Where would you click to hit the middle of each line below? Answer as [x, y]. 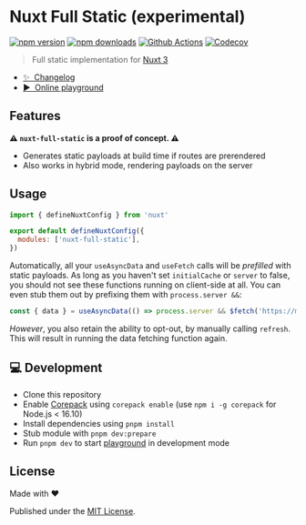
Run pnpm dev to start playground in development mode [126, 442]
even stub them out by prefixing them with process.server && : [126, 295]
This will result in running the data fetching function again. [118, 338]
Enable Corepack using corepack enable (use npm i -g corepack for [149, 404]
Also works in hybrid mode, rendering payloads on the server [138, 165]
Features [35, 116]
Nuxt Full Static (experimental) [127, 17]
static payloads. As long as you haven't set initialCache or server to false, [150, 276]
